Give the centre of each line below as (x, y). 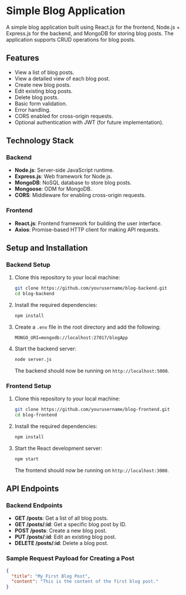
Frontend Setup (29, 386)
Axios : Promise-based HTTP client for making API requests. (87, 229)
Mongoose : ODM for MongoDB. (53, 189)
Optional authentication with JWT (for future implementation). (89, 122)
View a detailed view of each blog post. (62, 78)
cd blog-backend (34, 294)
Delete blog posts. (37, 97)
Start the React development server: (58, 448)
